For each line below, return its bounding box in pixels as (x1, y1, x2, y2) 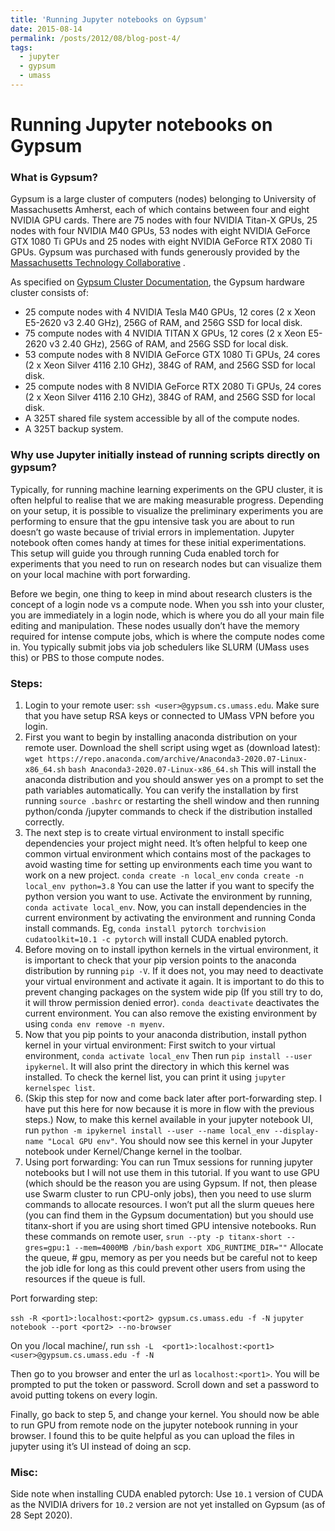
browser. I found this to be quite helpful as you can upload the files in (10, 1429, 295, 1441)
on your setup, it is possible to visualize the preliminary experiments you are (10, 504, 324, 516)
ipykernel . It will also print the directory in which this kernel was (24, 1060, 290, 1072)
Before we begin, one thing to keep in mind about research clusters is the (10, 587, 313, 600)
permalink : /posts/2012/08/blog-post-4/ (10, 33, 182, 43)
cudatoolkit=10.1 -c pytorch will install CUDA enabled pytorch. (24, 932, 289, 945)
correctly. (24, 816, 65, 828)
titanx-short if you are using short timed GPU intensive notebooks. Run (24, 1219, 317, 1231)
